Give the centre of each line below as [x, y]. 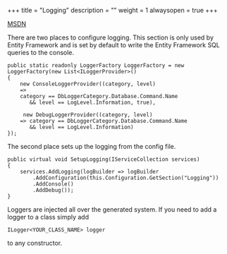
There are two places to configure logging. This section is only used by [110, 37]
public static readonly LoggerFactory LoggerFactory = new [96, 66]
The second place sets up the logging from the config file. [92, 146]
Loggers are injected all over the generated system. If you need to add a [112, 210]
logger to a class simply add [48, 217]
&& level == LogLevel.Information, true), [93, 102]
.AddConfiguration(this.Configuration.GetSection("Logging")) [126, 178]
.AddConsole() [53, 184]
